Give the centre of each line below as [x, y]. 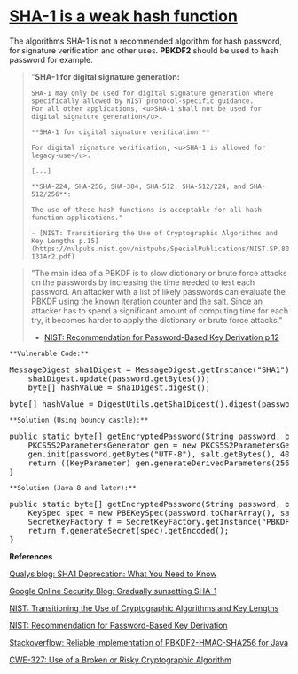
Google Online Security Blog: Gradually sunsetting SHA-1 [113, 591]
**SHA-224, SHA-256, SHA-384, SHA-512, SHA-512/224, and [138, 186]
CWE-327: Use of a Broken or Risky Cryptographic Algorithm [121, 660]
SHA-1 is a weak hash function [123, 16]
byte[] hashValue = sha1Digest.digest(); [119, 387]
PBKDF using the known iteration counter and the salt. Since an [147, 301]
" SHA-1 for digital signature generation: [105, 76]
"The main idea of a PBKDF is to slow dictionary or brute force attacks [159, 273]
